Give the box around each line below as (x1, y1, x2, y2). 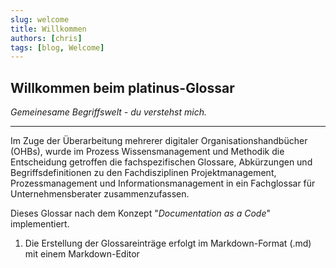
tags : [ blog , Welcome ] (10, 42, 105, 53)
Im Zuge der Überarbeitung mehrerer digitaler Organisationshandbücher (10, 135, 308, 147)
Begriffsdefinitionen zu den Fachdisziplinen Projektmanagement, (10, 167, 277, 179)
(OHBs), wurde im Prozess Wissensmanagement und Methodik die (10, 146, 285, 158)
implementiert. (10, 218, 70, 230)
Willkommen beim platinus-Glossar (10, 79, 235, 96)
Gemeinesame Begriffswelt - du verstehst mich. (10, 106, 207, 118)
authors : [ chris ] (10, 33, 83, 43)
